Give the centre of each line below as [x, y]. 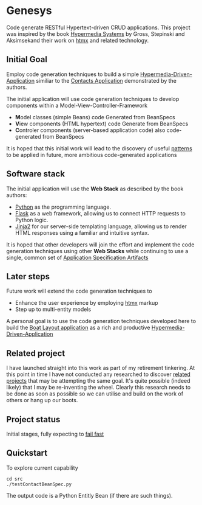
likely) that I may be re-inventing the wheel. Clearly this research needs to [99, 388]
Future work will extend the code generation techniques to [79, 291]
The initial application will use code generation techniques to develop [93, 99]
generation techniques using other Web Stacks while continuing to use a [97, 251]
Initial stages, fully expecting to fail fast [55, 434]
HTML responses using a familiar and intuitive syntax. [82, 232]
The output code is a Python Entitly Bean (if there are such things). [89, 495]
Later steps [28, 277]
